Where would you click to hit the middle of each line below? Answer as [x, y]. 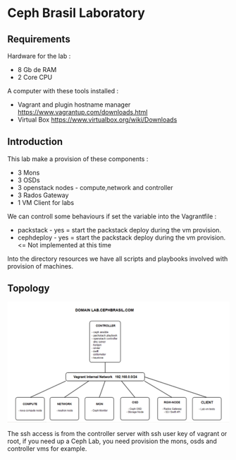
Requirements [39, 39]
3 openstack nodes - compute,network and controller [95, 187]
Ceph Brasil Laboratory [76, 13]
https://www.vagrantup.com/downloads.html [82, 112]
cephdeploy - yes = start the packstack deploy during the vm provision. [122, 237]
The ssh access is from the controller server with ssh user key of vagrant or [117, 433]
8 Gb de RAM [37, 70]
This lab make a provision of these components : [78, 159]
